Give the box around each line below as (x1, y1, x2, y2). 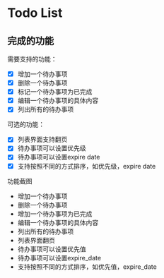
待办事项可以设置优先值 (17, 245, 86, 253)
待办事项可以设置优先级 (17, 144, 86, 152)
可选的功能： (7, 120, 45, 128)
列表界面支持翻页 (17, 135, 68, 144)
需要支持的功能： (7, 55, 57, 63)
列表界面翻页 (17, 236, 55, 244)
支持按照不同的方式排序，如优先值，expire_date (17, 262, 157, 271)
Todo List (7, 5, 63, 21)
